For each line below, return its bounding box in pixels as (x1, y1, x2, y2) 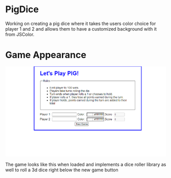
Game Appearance (5, 49, 87, 61)
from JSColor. (5, 31, 35, 37)
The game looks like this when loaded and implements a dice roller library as (5, 162, 166, 168)
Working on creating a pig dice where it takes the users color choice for (5, 20, 156, 27)
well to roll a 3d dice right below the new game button (5, 167, 118, 173)
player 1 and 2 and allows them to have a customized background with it (5, 26, 157, 32)
